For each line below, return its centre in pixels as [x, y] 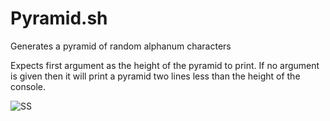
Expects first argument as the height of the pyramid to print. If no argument [165, 65]
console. [28, 86]
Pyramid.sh [59, 18]
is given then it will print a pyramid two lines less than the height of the [155, 76]
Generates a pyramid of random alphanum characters [121, 46]
